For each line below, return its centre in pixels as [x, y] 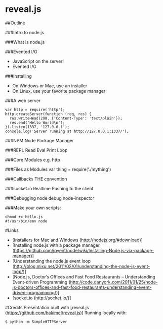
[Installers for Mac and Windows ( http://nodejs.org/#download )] [78, 240]
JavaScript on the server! [38, 61]
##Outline [15, 23]
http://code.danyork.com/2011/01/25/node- [114, 282]
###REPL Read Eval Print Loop [36, 150]
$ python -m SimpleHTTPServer [36, 322]
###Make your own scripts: [33, 208]
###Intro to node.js [25, 32]
